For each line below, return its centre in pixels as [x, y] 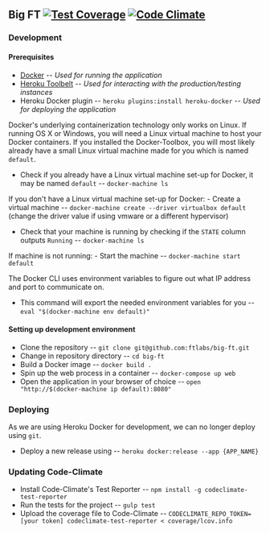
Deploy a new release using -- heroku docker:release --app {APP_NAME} [139, 451]
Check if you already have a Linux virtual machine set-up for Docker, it [137, 175]
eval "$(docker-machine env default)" [85, 312]
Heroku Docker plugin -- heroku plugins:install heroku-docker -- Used [140, 101]
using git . [25, 436]
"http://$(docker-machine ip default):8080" [96, 389]
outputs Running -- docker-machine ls [82, 240]
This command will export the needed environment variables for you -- [137, 302]
